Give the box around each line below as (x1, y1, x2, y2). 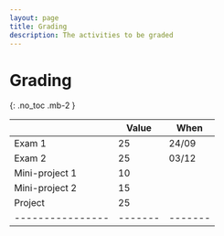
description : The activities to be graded (9, 30, 174, 39)
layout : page (9, 13, 59, 23)
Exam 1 (14, 137, 48, 150)
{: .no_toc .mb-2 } (9, 100, 76, 111)
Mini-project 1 (14, 166, 78, 179)
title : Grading (9, 22, 68, 31)
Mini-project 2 (14, 182, 78, 195)
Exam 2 (14, 152, 48, 165)
